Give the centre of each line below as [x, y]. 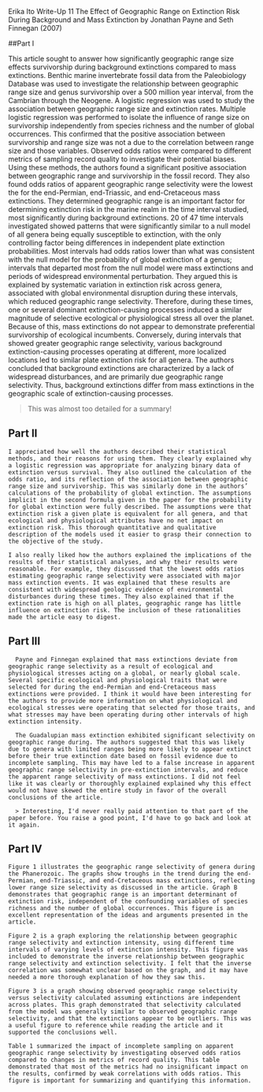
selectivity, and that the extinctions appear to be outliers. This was [130, 1019]
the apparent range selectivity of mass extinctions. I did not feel [125, 776]
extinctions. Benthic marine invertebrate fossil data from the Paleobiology [127, 75]
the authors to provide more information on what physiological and [123, 700]
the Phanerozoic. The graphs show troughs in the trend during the [121, 874]
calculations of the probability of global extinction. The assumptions [130, 493]
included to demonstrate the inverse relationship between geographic [126, 956]
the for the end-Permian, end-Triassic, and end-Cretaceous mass [114, 193]
